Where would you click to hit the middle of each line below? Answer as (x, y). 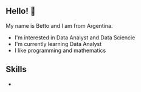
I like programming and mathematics (60, 50)
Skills (16, 69)
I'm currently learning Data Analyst (58, 44)
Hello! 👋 (21, 11)
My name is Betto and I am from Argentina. (59, 25)
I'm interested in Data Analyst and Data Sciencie (75, 38)
